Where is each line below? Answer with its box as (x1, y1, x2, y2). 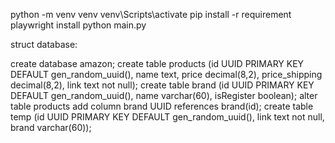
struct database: (10, 39, 78, 50)
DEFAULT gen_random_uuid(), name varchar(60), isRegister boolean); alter (10, 90, 318, 101)
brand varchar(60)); (10, 122, 92, 133)
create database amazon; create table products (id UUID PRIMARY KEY (10, 58, 305, 69)
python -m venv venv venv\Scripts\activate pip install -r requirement (10, 9, 292, 20)
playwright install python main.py (10, 19, 147, 31)
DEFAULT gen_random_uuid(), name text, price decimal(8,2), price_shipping (10, 69, 323, 80)
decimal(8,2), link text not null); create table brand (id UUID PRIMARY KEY (10, 79, 315, 91)
